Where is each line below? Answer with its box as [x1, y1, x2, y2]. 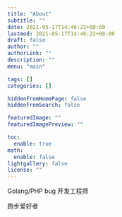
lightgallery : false [7, 160, 68, 167]
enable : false [13, 153, 55, 160]
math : [7, 146, 23, 154]
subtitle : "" [7, 17, 46, 24]
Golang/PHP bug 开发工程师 [7, 187, 89, 195]
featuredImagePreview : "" [7, 121, 83, 128]
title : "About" [7, 10, 52, 18]
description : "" [7, 57, 55, 64]
